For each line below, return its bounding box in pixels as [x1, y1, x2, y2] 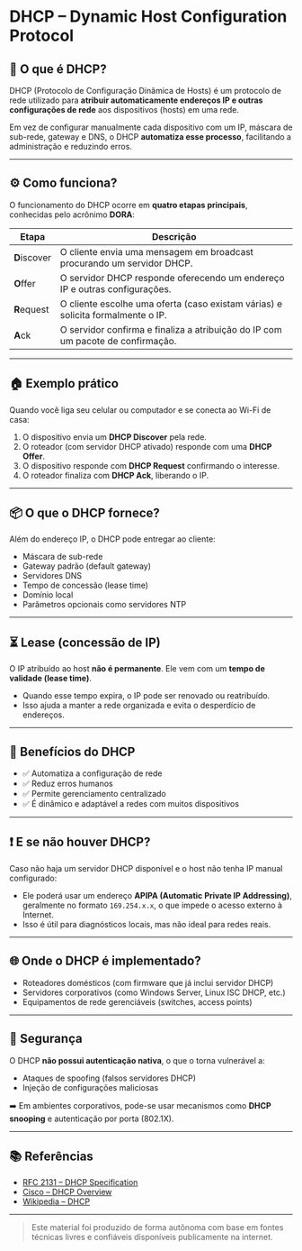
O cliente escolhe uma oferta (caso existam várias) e [59, 297, 283, 310]
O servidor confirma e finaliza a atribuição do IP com [59, 323, 282, 335]
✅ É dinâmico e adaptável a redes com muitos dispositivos [22, 799, 240, 809]
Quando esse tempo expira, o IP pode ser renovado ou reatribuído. [22, 690, 271, 701]
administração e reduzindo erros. [9, 142, 133, 151]
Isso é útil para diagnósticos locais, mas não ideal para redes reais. [22, 918, 271, 929]
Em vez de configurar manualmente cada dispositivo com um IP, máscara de [9, 122, 293, 132]
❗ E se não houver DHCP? [9, 835, 151, 850]
